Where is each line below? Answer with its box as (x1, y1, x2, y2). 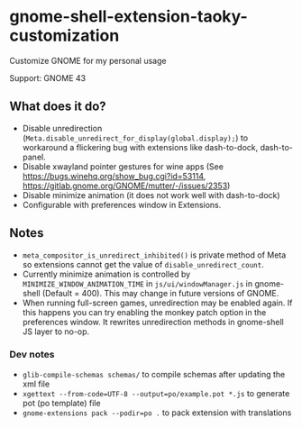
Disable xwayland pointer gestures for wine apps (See (22, 160, 224, 172)
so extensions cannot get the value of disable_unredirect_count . (22, 259, 264, 269)
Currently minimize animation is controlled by (22, 268, 191, 279)
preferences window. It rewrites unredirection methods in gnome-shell (22, 316, 284, 327)
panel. (22, 151, 47, 162)
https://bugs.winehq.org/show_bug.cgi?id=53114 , (22, 170, 206, 181)
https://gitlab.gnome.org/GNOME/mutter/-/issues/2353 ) (22, 180, 231, 191)
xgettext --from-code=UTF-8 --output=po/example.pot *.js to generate (22, 387, 290, 398)
